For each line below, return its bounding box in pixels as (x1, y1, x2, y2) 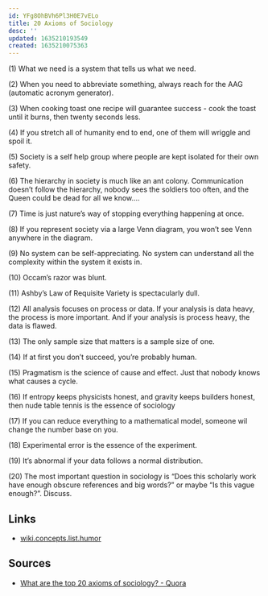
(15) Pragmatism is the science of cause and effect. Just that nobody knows (8, 368, 261, 378)
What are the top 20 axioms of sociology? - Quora (19, 577, 187, 588)
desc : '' (8, 27, 38, 35)
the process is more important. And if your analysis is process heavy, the (8, 312, 250, 322)
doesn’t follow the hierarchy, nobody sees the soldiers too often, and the (8, 184, 249, 194)
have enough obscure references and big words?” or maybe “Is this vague (8, 480, 255, 490)
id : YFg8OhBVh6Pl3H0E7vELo (8, 11, 99, 20)
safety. (8, 160, 31, 170)
